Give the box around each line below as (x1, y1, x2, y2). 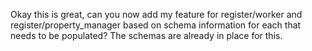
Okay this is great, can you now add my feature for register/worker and (10, 9, 303, 20)
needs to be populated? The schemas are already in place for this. (10, 30, 283, 41)
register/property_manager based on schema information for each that (10, 19, 302, 31)
